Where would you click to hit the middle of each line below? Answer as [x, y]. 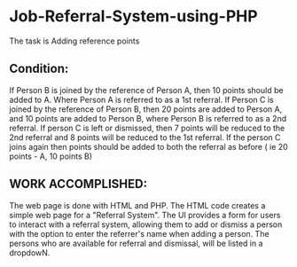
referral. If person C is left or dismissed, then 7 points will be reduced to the [147, 128]
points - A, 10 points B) [51, 156]
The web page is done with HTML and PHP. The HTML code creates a [137, 205]
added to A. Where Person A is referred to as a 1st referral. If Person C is [141, 99]
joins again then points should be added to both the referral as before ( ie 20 [148, 146]
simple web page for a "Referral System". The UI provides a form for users [145, 215]
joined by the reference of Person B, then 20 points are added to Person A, [146, 109]
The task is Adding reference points [74, 41]
